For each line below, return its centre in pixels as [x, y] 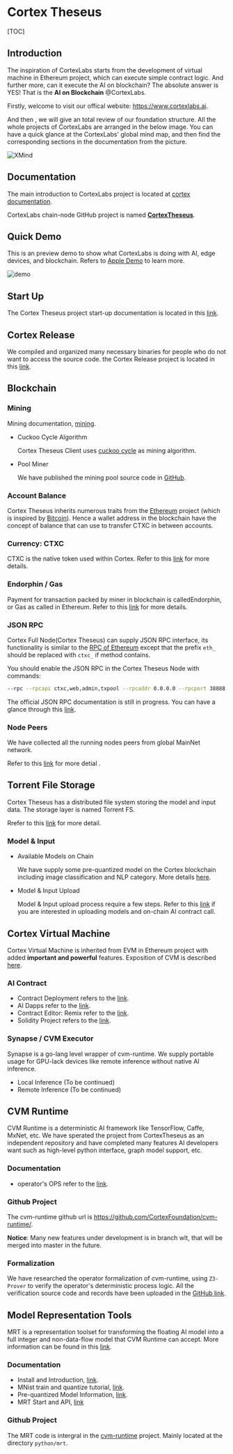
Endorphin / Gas [35, 584]
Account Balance [37, 496]
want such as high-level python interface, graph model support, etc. [105, 1150]
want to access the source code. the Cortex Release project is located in [111, 359]
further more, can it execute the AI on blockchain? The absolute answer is [113, 85]
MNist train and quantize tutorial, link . [71, 1387]
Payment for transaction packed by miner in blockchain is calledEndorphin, [114, 599]
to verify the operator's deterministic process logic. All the [111, 1286]
